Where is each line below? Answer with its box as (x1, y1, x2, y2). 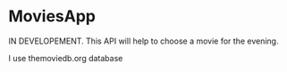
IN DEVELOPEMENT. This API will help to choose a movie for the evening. (8, 36, 279, 46)
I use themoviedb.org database (8, 52, 123, 63)
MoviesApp (8, 6, 96, 27)
